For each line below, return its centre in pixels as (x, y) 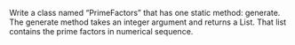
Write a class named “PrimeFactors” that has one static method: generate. (145, 13)
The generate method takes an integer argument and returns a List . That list (148, 22)
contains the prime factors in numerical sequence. (101, 31)
